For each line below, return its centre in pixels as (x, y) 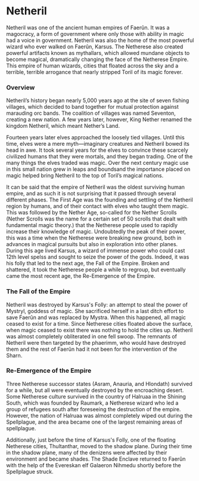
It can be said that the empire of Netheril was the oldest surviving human (96, 187)
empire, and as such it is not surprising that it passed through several (91, 194)
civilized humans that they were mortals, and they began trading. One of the (99, 157)
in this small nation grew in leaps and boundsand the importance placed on (98, 169)
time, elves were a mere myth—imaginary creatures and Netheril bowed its (98, 144)
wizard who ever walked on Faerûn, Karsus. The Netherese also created (95, 47)
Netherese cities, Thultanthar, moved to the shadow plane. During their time (99, 446)
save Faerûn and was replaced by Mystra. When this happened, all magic (96, 317)
